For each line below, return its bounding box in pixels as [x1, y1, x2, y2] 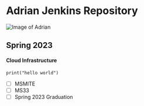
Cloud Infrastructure [6, 57, 57, 64]
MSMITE [14, 80, 36, 87]
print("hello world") [6, 70, 59, 76]
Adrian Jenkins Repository [6, 4, 139, 18]
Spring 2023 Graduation [14, 93, 73, 100]
